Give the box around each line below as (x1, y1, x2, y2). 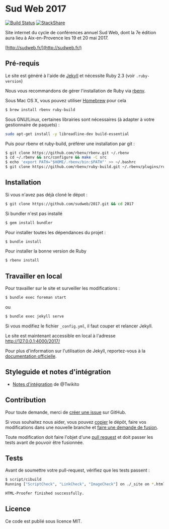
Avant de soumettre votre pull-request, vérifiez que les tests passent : (5, 467, 150, 474)
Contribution (5, 396, 46, 405)
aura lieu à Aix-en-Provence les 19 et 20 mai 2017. (5, 35, 109, 41)
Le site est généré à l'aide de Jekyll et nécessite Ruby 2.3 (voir (5, 73, 135, 79)
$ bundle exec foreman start (5, 295, 66, 300)
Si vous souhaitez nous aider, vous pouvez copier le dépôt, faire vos (5, 419, 147, 425)
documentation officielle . (5, 353, 57, 359)
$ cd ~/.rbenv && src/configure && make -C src (5, 155, 107, 160)
